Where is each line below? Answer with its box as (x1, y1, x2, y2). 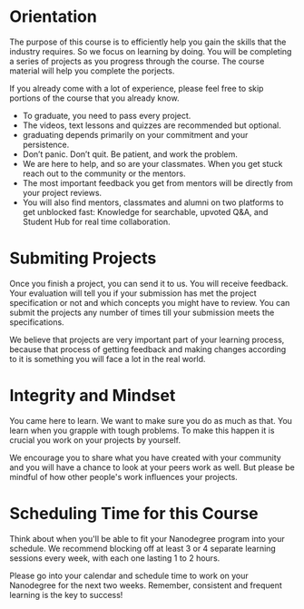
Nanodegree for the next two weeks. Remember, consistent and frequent (9, 579, 283, 591)
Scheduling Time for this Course (9, 504, 259, 524)
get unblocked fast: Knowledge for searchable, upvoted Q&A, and (22, 206, 269, 217)
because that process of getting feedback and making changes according (9, 343, 287, 355)
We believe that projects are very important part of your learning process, (9, 334, 285, 345)
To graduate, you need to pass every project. (22, 110, 191, 121)
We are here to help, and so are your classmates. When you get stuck (22, 158, 283, 169)
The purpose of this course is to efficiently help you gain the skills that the (9, 36, 287, 47)
